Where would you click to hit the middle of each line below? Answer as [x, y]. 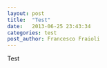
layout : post [26, 13]
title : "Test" [29, 20]
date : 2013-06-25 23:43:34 [49, 26]
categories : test [32, 33]
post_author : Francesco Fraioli [53, 39]
